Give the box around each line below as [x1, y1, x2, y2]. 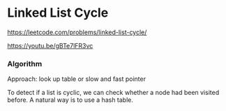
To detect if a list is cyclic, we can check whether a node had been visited [7, 89, 220, 97]
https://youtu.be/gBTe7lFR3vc [7, 41, 93, 50]
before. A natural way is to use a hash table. [7, 96, 134, 104]
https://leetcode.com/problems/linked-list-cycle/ [7, 28, 147, 36]
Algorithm [7, 59, 43, 68]
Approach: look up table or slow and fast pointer [7, 75, 146, 83]
